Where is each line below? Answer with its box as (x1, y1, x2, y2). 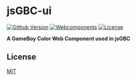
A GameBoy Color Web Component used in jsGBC (6, 35, 131, 42)
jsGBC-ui (6, 4, 52, 18)
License (6, 52, 37, 62)
